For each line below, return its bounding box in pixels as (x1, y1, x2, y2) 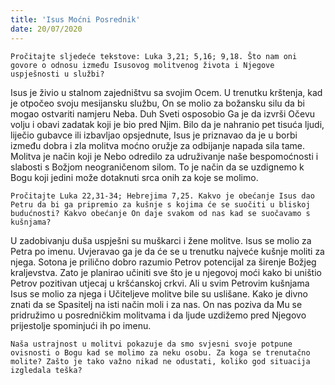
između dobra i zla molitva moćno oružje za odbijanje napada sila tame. (10, 139, 305, 151)
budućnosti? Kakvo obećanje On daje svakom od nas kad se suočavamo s (10, 208, 311, 218)
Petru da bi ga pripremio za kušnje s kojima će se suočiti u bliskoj (10, 199, 311, 210)
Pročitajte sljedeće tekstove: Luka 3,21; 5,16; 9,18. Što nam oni (10, 51, 298, 61)
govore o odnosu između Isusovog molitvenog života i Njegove (10, 60, 275, 70)
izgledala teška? (10, 365, 83, 375)
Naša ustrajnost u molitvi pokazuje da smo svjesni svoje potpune (10, 339, 293, 349)
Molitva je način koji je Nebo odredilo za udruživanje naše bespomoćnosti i (10, 150, 319, 162)
